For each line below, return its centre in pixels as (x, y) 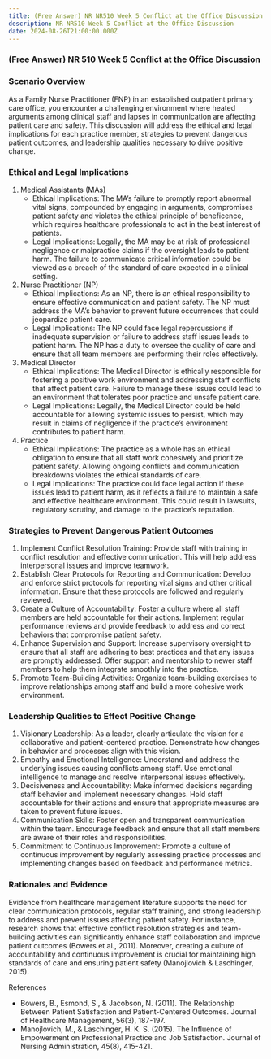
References (28, 987)
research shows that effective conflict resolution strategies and (114, 928)
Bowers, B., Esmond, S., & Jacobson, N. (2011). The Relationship (127, 1003)
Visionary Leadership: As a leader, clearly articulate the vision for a (132, 734)
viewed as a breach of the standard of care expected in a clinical (140, 267)
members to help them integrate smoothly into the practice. (119, 669)
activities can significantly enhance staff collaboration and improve (149, 937)
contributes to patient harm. (79, 431)
